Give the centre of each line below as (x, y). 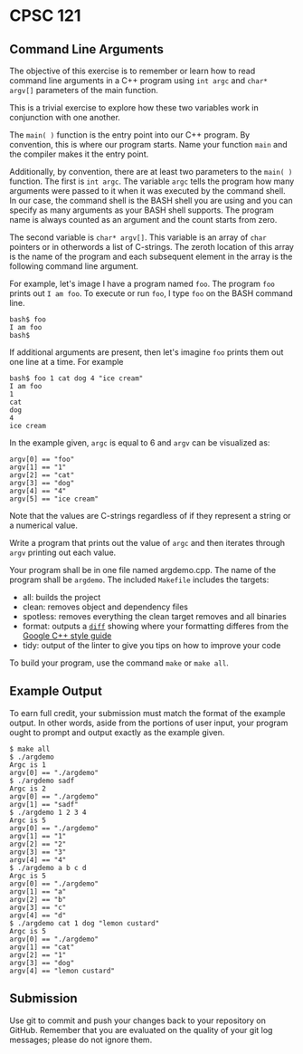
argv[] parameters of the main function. (84, 90)
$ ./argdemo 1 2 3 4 (48, 812)
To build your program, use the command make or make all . (119, 663)
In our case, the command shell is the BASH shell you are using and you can (151, 201)
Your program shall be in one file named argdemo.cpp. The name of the (143, 570)
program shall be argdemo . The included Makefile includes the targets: (139, 580)
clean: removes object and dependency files (105, 607)
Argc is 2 (28, 789)
